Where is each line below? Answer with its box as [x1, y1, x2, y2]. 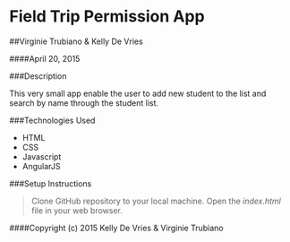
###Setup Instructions [9, 177, 92, 189]
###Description [9, 70, 67, 82]
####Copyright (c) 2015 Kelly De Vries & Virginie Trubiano [9, 222, 224, 233]
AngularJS [21, 160, 61, 171]
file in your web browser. [30, 204, 123, 216]
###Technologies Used [9, 115, 96, 125]
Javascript [21, 151, 62, 162]
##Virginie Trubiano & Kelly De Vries [9, 36, 143, 47]
